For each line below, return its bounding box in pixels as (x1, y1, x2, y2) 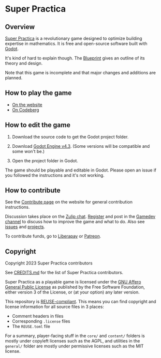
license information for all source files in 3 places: (5, 304, 104, 310)
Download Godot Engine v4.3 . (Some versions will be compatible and (12, 143, 150, 149)
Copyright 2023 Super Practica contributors (5, 260, 93, 266)
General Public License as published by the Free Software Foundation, (5, 284, 145, 290)
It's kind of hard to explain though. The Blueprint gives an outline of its (5, 55, 145, 61)
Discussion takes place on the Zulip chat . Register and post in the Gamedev (5, 214, 156, 219)
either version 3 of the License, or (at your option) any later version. (5, 289, 140, 295)
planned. (5, 75, 23, 80)
